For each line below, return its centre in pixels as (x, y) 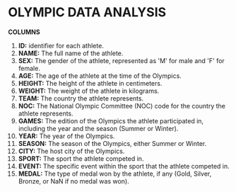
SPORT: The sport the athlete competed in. (81, 158)
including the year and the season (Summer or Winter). (98, 128)
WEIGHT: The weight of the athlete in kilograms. (89, 91)
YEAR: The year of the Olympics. (66, 136)
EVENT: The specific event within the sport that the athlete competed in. (124, 166)
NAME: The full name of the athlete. (71, 53)
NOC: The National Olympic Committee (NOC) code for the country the (122, 106)
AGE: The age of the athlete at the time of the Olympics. (100, 76)
